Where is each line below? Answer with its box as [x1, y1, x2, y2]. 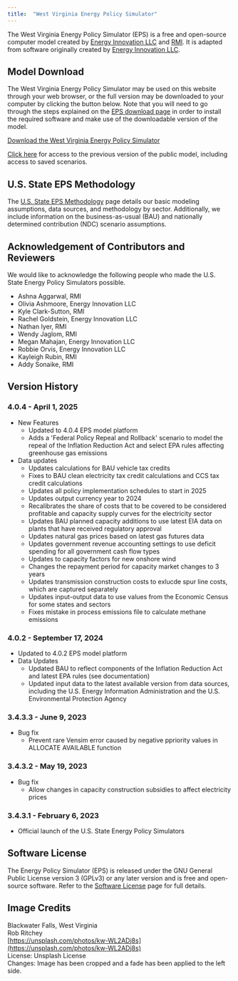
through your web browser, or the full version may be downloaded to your [7, 92, 224, 100]
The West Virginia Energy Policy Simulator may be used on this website [7, 85, 217, 93]
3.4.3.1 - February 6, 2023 [7, 810, 100, 820]
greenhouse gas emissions [28, 448, 108, 457]
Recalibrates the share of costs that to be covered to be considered [28, 502, 227, 510]
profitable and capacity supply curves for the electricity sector [28, 509, 212, 517]
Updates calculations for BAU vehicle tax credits [28, 464, 171, 472]
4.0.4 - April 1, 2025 [7, 402, 78, 412]
